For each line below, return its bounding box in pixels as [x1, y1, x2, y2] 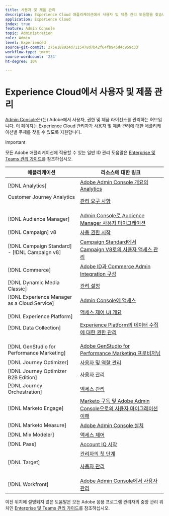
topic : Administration [5, 31, 53, 36]
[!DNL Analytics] [8, 182, 47, 189]
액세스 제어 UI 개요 [79, 309, 122, 316]
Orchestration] [8, 388, 43, 395]
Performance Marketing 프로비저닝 [79, 350, 161, 357]
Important [5, 139, 26, 145]
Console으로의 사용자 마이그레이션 [79, 405, 158, 412]
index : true [5, 21, 30, 27]
